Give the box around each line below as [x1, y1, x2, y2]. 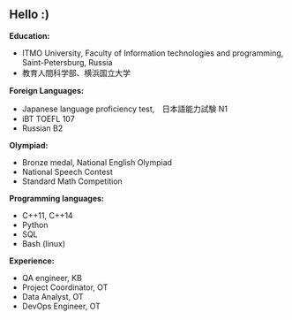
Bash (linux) [21, 238, 66, 248]
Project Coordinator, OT [21, 282, 109, 293]
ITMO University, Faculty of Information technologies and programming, [21, 48, 284, 58]
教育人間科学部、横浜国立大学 [21, 67, 131, 78]
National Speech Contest [21, 166, 113, 177]
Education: [9, 30, 50, 41]
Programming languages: [9, 193, 104, 203]
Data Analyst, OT [21, 291, 84, 301]
